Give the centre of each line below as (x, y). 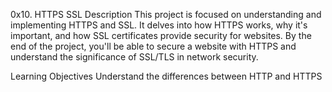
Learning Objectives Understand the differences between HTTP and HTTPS (166, 76)
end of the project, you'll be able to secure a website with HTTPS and (153, 46)
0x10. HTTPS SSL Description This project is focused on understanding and (166, 14)
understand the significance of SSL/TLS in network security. (134, 57)
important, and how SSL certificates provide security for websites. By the (161, 35)
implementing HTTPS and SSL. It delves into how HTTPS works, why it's (159, 25)
